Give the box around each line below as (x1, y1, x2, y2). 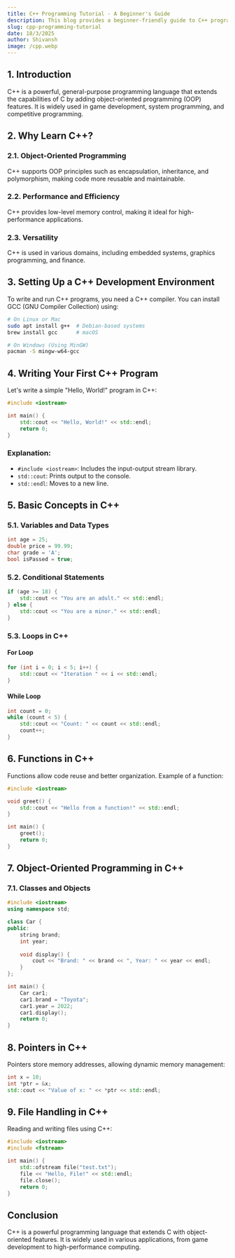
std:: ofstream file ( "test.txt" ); (20, 1164, 117, 1171)
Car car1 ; (20, 989, 49, 997)
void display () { (20, 951, 71, 958)
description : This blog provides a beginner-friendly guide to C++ (7, 17, 208, 24)
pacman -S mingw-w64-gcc (7, 348, 80, 355)
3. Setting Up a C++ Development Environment (7, 276, 215, 288)
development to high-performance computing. (7, 1243, 141, 1251)
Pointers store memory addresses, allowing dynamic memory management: (7, 1060, 225, 1069)
